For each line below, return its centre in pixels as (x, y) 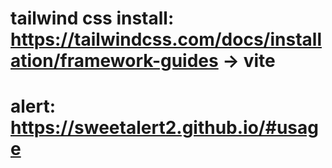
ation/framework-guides (114, 61)
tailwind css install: (92, 18)
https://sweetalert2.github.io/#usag (164, 128)
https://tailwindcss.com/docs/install (166, 39)
